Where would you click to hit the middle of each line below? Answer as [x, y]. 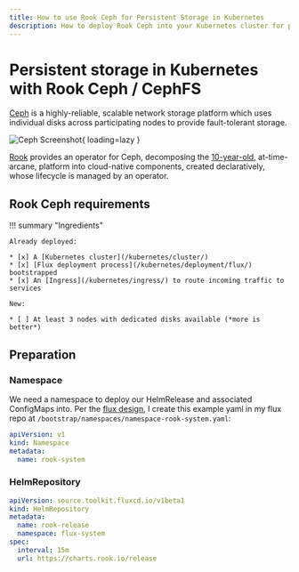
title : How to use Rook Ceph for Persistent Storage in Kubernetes [137, 17]
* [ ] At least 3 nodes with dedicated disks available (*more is [135, 320]
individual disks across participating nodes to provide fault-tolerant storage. [148, 123]
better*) [25, 327]
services [25, 289]
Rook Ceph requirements [80, 204]
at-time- [273, 157]
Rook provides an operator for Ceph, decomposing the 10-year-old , [133, 157]
